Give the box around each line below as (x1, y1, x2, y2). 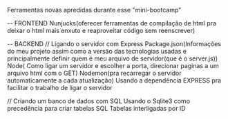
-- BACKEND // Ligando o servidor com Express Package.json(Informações (7, 40, 222, 47)
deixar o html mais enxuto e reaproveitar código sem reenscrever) (7, 27, 196, 34)
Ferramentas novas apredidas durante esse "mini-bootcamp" (7, 6, 182, 14)
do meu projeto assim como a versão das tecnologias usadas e (7, 47, 187, 55)
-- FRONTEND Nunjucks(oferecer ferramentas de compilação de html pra (7, 19, 216, 27)
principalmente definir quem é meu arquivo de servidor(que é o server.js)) (7, 54, 218, 63)
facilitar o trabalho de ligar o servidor (7, 84, 113, 91)
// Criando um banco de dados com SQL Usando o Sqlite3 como (7, 97, 191, 105)
